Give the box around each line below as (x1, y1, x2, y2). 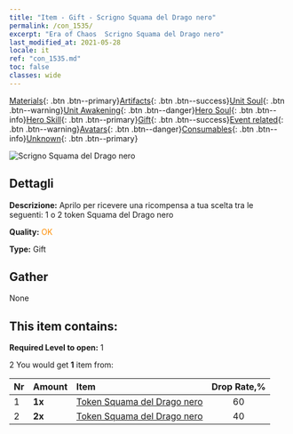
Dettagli (9, 176, 54, 191)
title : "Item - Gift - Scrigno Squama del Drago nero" (9, 12, 217, 22)
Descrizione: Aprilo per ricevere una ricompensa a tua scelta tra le (9, 199, 254, 210)
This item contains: (9, 318, 118, 334)
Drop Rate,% (211, 381, 266, 393)
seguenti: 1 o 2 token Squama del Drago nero (9, 209, 174, 220)
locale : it (9, 46, 50, 55)
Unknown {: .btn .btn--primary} (26, 133, 139, 143)
